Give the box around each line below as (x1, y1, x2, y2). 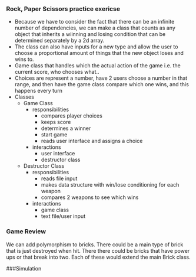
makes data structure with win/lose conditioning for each (41, 181, 180, 188)
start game (41, 131, 68, 138)
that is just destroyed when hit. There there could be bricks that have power (6, 247, 190, 254)
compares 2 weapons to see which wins (41, 194, 139, 201)
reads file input (41, 175, 78, 182)
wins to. (14, 56, 34, 63)
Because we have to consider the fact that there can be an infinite (14, 18, 175, 25)
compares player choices (41, 112, 103, 119)
